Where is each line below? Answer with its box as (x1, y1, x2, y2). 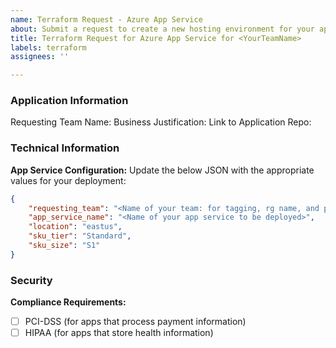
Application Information (10, 94, 129, 108)
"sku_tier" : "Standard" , (28, 231, 132, 241)
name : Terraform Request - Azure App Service (10, 14, 203, 25)
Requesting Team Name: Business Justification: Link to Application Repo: (10, 116, 312, 128)
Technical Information (10, 141, 120, 155)
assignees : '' (10, 52, 70, 62)
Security (10, 273, 53, 287)
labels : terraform (10, 42, 87, 53)
